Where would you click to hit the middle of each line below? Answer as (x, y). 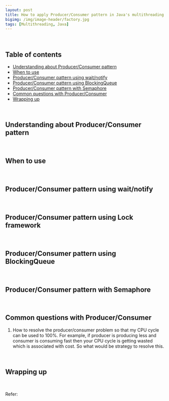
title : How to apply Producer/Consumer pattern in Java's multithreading (85, 15)
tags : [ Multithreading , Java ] (37, 24)
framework (23, 225)
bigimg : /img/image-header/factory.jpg (47, 19)
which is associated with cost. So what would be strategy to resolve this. (88, 346)
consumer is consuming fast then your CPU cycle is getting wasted (82, 341)
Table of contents (33, 55)
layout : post (19, 10)
